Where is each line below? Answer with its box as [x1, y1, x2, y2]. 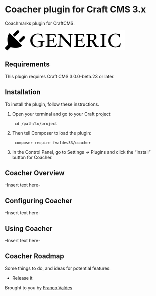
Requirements [5, 60, 50, 69]
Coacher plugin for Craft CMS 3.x [5, 4, 146, 15]
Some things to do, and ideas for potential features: [5, 265, 111, 271]
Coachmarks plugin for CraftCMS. [5, 20, 75, 26]
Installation [5, 88, 41, 96]
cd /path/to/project [14, 121, 57, 126]
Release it [12, 275, 33, 281]
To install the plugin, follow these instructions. [5, 101, 100, 107]
